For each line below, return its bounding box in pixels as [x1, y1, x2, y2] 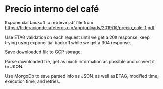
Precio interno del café [5, 3, 99, 15]
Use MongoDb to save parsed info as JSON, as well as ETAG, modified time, [5, 73, 159, 79]
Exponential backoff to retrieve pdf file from [5, 20, 93, 25]
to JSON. [5, 64, 23, 69]
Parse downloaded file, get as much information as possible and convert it [5, 58, 155, 64]
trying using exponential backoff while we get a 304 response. [5, 39, 131, 45]
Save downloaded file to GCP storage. [5, 49, 82, 55]
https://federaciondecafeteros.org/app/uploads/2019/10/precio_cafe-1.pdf [5, 24, 155, 30]
